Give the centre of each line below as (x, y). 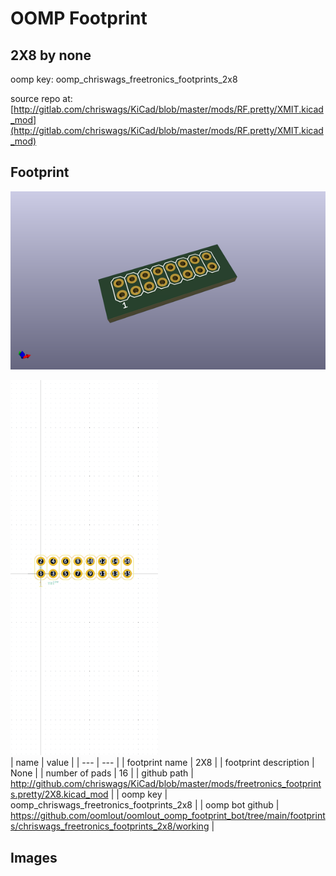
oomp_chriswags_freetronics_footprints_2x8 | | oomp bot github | (145, 805)
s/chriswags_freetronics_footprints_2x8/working (110, 826)
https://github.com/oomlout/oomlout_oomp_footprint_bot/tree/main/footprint (168, 816)
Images (34, 857)
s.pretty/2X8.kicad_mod (59, 794)
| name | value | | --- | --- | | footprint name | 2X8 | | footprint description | (162, 763)
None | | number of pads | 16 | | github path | (102, 773)
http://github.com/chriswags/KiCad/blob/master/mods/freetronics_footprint (166, 784)
